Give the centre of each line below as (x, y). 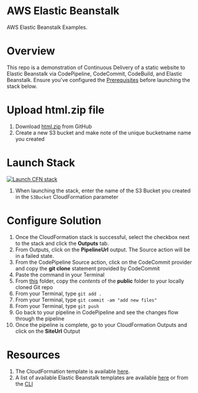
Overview (31, 51)
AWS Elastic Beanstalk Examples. (47, 27)
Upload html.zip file (56, 110)
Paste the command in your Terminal (60, 274)
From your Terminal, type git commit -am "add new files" (86, 300)
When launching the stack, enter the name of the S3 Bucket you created (103, 191)
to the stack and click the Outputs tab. (62, 243)
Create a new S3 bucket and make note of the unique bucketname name (103, 132)
